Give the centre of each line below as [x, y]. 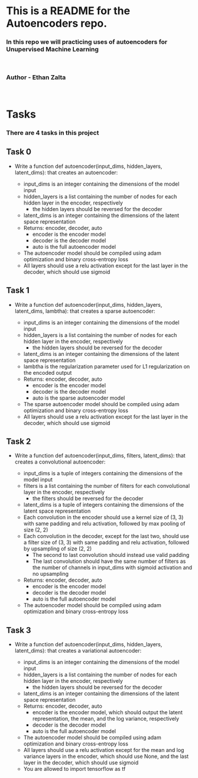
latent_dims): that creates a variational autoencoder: [78, 651]
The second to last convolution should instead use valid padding [111, 555]
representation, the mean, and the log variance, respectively [106, 719]
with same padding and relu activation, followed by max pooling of [104, 524]
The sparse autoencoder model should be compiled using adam [101, 404]
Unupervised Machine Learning [53, 50]
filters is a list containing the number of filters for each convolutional [107, 486]
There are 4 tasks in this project [53, 132]
